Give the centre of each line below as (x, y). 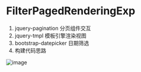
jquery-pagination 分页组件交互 (53, 28)
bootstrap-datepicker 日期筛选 (52, 43)
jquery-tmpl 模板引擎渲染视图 (51, 35)
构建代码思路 (30, 50)
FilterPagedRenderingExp (71, 11)
